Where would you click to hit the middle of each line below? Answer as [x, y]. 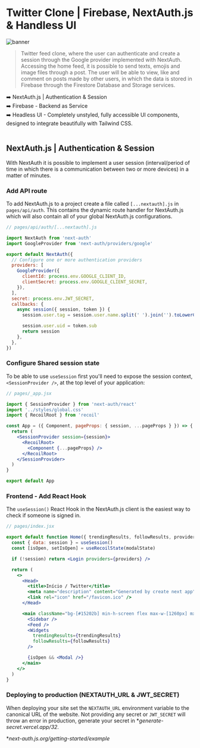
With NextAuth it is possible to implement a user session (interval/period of [98, 162]
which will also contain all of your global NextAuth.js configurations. [89, 217]
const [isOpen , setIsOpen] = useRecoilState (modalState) [84, 548]
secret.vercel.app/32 [32, 727]
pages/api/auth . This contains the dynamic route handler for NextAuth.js [95, 210]
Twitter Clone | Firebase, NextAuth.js [100, 13]
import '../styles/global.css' [45, 410]
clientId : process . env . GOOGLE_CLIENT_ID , [74, 277]
